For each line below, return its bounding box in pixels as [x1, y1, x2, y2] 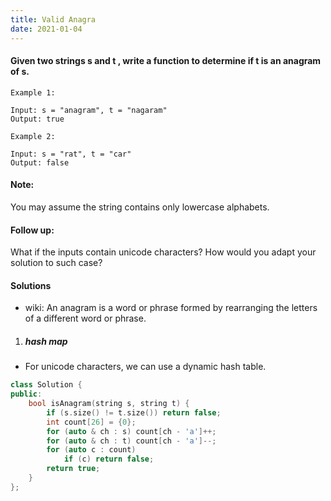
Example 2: [10, 131, 56, 141]
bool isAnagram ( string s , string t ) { [28, 399, 190, 409]
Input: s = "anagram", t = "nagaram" [10, 105, 168, 115]
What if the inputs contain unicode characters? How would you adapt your [10, 246, 317, 258]
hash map [24, 335, 68, 347]
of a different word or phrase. [24, 312, 147, 325]
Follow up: [10, 224, 55, 236]
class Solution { [10, 380, 83, 390]
